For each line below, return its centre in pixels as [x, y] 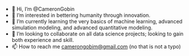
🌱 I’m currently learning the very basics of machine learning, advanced [97, 21]
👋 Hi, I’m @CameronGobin [43, 9]
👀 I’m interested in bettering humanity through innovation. [81, 15]
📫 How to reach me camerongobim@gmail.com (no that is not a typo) [96, 46]
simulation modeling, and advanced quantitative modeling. [82, 27]
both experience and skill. [43, 40]
